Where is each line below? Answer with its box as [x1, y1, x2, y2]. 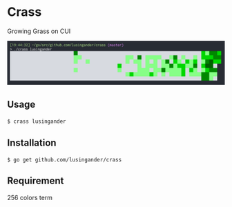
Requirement [7, 175, 64, 187]
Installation [7, 137, 57, 148]
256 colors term [7, 193, 53, 201]
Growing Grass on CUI [7, 27, 71, 35]
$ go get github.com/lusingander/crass [7, 156, 122, 163]
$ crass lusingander [7, 118, 67, 125]
